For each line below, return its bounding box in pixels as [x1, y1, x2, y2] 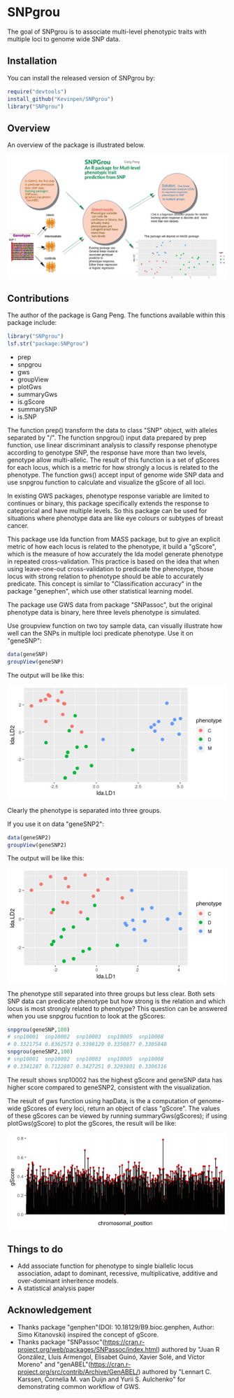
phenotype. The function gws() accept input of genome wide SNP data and [7, 470, 224, 479]
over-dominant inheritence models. [17, 1276, 119, 1285]
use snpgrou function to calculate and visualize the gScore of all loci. [7, 477, 206, 487]
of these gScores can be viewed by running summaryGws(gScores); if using [7, 1111, 227, 1120]
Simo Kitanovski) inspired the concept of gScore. [17, 1330, 159, 1338]
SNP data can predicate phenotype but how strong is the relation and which [7, 997, 226, 1005]
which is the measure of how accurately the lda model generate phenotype [7, 550, 224, 558]
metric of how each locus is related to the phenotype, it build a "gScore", [7, 542, 217, 550]
